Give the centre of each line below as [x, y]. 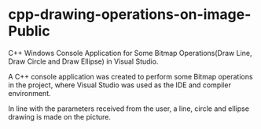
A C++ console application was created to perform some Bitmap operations [130, 76]
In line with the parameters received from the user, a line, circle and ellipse [129, 109]
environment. [29, 93]
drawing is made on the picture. [60, 116]
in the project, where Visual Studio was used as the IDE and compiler [120, 85]
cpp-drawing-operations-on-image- [130, 15]
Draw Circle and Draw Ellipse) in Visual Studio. [83, 61]
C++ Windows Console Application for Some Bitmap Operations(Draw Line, [130, 53]
